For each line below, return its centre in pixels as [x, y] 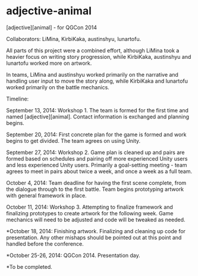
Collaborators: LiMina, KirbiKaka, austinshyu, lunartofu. [74, 39]
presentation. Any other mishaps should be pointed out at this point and [94, 237]
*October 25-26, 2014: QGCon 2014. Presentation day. [73, 255]
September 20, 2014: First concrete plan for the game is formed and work [96, 134]
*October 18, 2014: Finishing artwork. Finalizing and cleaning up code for [96, 231]
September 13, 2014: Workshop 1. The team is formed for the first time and [98, 110]
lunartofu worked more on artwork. [49, 63]
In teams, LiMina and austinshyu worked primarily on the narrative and [92, 74]
